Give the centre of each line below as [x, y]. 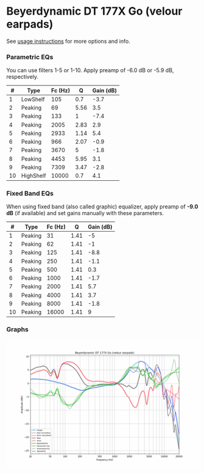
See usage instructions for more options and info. [69, 41]
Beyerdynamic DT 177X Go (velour [94, 11]
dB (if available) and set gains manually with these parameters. [85, 213]
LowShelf [33, 99]
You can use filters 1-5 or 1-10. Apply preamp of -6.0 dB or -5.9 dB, [90, 70]
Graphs [17, 329]
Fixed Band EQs [30, 193]
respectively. [22, 77]
